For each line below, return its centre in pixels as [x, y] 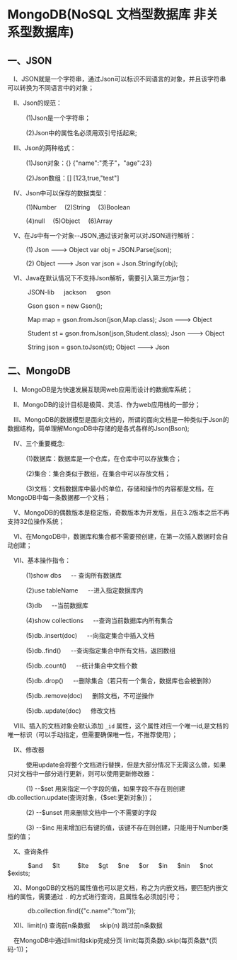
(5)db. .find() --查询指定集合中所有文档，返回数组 [101, 650]
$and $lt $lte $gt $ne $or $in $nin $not [120, 865]
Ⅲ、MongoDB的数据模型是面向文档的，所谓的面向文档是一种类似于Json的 [121, 419]
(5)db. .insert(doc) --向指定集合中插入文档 [90, 635]
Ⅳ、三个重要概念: [39, 443]
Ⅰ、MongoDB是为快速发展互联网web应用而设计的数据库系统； [103, 389]
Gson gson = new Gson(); [65, 306]
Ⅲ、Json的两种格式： [45, 148]
